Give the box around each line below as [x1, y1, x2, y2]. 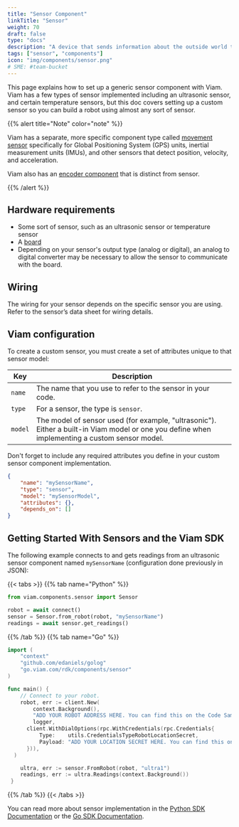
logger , [33, 719, 55, 726]
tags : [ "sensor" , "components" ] [7, 50, 103, 58]
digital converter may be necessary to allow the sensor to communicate [17, 253, 228, 262]
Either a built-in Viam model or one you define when [36, 425, 211, 434]
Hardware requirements [7, 204, 115, 216]
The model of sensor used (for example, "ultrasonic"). [36, 415, 217, 425]
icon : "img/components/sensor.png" [7, 57, 113, 64]
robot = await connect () [7, 606, 81, 614]
